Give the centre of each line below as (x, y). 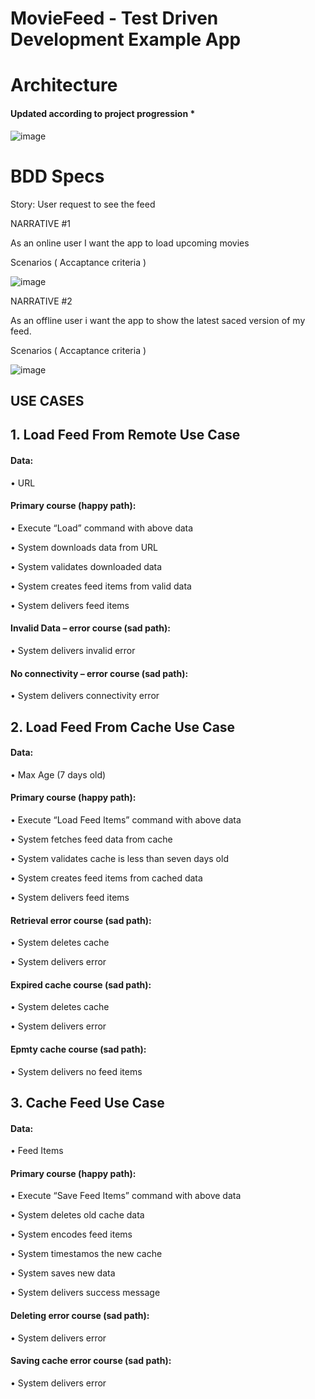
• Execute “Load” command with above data (102, 528)
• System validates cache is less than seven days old (119, 858)
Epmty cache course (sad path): (78, 1049)
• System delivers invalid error (73, 650)
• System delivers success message (85, 1293)
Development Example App (126, 39)
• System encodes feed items (71, 1234)
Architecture (64, 85)
